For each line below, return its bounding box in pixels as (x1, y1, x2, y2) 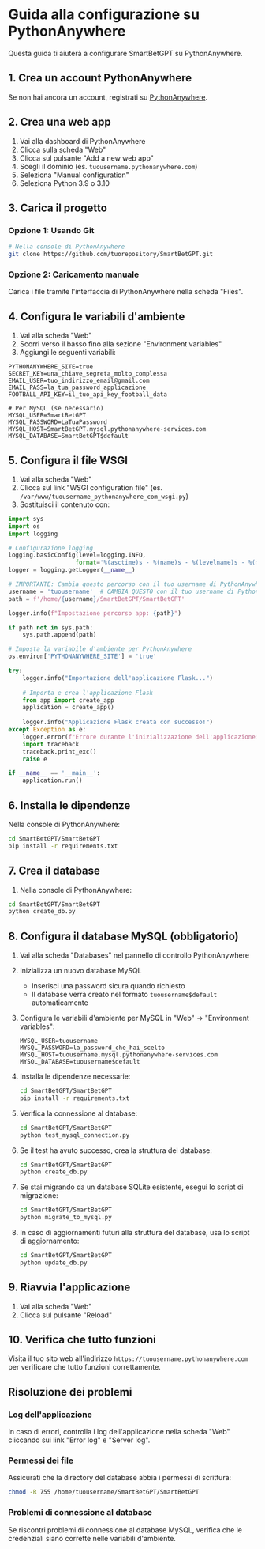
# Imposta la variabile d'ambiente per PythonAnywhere (8, 645, 192, 653)
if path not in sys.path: (8, 623, 93, 632)
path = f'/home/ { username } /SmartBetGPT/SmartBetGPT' (8, 595, 185, 603)
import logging (8, 530, 58, 538)
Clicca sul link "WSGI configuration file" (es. (19, 482, 163, 492)
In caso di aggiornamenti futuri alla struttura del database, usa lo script (19, 1228, 250, 1237)
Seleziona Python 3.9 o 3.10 (19, 178, 110, 187)
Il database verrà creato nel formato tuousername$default (31, 990, 218, 999)
